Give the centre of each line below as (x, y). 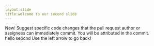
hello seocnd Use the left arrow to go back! (48, 38)
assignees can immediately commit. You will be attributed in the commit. (77, 33)
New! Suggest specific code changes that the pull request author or (73, 28)
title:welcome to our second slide (41, 14)
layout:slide (18, 9)
